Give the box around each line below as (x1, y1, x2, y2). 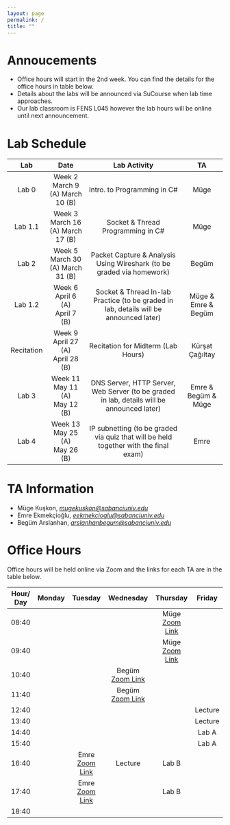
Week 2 (53, 172, 79, 182)
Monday (37, 594, 65, 603)
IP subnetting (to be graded (88, 424, 178, 433)
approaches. (16, 97, 53, 105)
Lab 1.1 (14, 222, 40, 231)
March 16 (50, 218, 82, 227)
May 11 (53, 383, 79, 392)
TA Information (7, 482, 94, 497)
